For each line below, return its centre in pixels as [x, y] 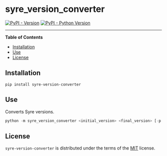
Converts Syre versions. [30, 112]
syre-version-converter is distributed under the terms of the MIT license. [80, 148]
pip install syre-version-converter [43, 84]
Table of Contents [24, 37]
